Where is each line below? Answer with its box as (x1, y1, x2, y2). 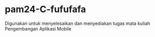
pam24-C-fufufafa (5, 4, 86, 15)
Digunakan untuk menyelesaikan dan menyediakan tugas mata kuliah (5, 20, 150, 26)
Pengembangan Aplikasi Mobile (5, 25, 72, 31)
